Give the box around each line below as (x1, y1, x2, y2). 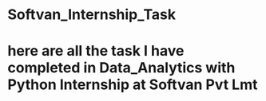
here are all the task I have (7, 42, 185, 60)
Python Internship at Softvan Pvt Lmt (7, 76, 258, 94)
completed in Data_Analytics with (7, 59, 236, 77)
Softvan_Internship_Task (7, 6, 177, 24)
